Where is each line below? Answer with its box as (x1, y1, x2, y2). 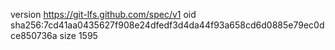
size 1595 (59, 30, 98, 41)
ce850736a (10, 30, 58, 41)
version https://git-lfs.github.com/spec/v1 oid (10, 9, 197, 20)
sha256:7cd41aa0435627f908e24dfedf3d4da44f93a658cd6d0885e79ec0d (10, 19, 325, 31)
